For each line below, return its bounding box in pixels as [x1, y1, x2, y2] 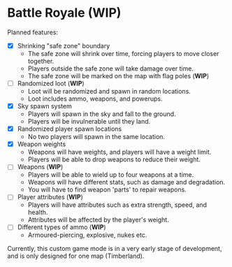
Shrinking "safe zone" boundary [17, 41, 110, 50]
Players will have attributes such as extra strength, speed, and [27, 201, 208, 209]
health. [27, 208, 48, 217]
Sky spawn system [17, 102, 72, 110]
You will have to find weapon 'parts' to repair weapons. [27, 185, 187, 194]
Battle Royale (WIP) [7, 5, 122, 21]
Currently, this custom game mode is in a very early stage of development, [7, 245, 222, 253]
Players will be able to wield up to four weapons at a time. [27, 171, 194, 179]
